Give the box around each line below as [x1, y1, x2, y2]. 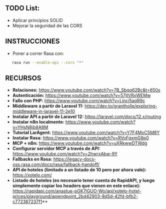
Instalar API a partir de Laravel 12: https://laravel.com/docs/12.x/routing [12, 113, 161, 119]
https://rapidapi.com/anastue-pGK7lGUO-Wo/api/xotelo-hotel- [12, 188, 141, 194]
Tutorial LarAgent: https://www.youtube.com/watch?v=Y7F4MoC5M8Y [12, 129, 160, 135]
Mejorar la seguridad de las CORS [12, 22, 82, 28]
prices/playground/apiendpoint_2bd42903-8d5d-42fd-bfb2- [12, 193, 138, 199]
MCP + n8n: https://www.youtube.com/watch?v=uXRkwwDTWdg [12, 140, 147, 146]
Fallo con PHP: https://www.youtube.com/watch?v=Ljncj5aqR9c [12, 97, 145, 104]
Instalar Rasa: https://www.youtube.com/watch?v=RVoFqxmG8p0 [12, 135, 149, 141]
